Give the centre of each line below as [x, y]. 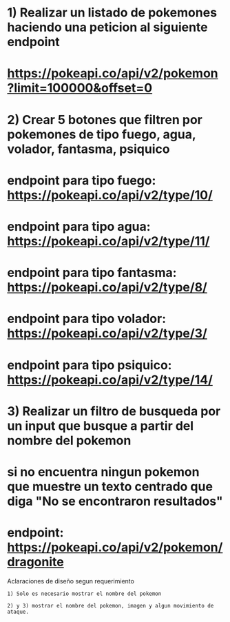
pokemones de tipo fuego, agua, [102, 134]
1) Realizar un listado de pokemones [112, 13]
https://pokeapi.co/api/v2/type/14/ [110, 380]
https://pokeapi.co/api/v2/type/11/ [108, 241]
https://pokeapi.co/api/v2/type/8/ [107, 288]
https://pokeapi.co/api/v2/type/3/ [107, 334]
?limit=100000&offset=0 [80, 88]
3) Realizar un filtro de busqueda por [114, 411]
